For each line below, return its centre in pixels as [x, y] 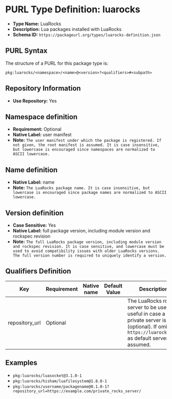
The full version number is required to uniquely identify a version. [90, 256]
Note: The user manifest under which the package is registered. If [87, 140]
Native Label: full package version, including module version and [81, 231]
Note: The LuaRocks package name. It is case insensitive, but [81, 188]
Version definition [35, 213]
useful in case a [146, 314]
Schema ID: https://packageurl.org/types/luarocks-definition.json [87, 34]
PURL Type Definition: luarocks [73, 10]
